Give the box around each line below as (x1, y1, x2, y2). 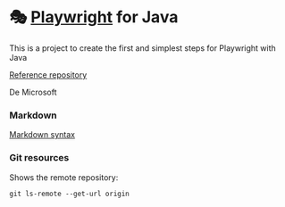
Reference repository (9, 69, 88, 80)
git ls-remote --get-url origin (9, 189, 130, 198)
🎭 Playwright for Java (9, 7, 179, 28)
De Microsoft (9, 87, 57, 97)
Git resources (9, 152, 70, 164)
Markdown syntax (9, 129, 76, 140)
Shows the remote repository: (9, 171, 119, 183)
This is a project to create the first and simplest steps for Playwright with (9, 42, 277, 54)
